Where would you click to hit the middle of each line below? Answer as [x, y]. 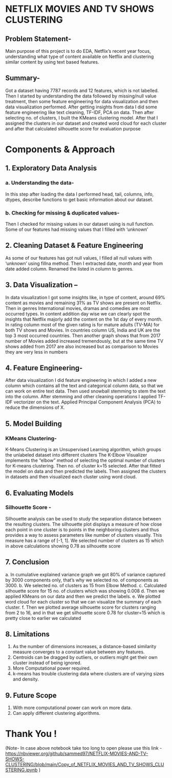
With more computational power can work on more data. [72, 708]
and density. [26, 679]
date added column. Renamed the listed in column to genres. [70, 269]
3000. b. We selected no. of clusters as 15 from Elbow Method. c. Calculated [86, 585]
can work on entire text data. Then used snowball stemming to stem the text [85, 391]
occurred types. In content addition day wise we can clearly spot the [78, 314]
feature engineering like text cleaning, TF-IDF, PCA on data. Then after [80, 112]
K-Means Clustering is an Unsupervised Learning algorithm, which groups [83, 450]
